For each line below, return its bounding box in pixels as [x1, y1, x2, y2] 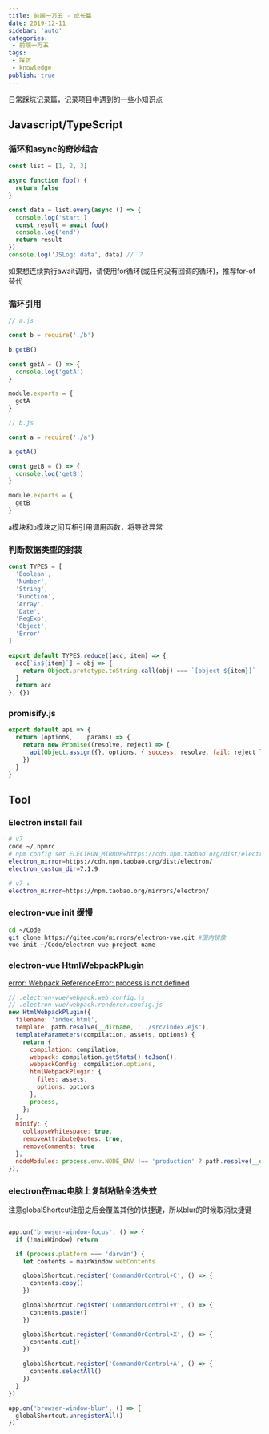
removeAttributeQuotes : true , [22, 1135, 124, 1143]
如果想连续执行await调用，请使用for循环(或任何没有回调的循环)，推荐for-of [8, 266, 256, 276]
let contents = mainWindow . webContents [22, 1257, 156, 1266]
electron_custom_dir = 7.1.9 [8, 864, 98, 873]
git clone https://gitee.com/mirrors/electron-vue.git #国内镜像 [8, 933, 227, 941]
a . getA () [8, 448, 38, 456]
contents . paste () [29, 1308, 88, 1316]
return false [15, 184, 59, 192]
